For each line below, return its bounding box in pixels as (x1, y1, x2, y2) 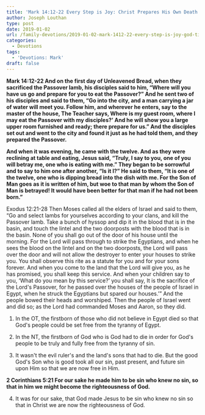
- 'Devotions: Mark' (12, 55, 64, 61)
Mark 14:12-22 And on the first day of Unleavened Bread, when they (6, 77, 182, 85)
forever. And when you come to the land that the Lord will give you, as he (6, 264, 190, 271)
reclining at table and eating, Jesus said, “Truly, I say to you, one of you (6, 154, 191, 161)
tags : (6, 49, 20, 55)
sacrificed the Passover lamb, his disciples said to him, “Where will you (6, 83, 191, 91)
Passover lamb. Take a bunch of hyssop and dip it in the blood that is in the (6, 218, 195, 226)
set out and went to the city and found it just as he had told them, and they (6, 129, 198, 137)
